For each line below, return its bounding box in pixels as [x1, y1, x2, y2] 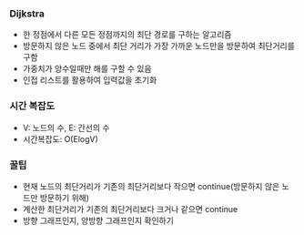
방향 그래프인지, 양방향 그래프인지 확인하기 [22, 215, 175, 226]
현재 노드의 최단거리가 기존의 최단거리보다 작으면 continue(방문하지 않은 [22, 180, 280, 191]
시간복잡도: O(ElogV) [22, 133, 98, 144]
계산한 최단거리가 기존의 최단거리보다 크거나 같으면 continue [22, 203, 238, 214]
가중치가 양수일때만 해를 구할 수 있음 [22, 63, 152, 75]
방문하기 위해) [39, 192, 89, 203]
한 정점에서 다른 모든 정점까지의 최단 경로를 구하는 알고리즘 [22, 29, 232, 40]
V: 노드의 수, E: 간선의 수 [22, 122, 110, 133]
